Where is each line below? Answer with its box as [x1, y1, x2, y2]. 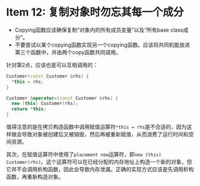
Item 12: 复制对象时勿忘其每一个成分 [6, 5, 184, 19]
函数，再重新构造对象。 [6, 173, 64, 181]
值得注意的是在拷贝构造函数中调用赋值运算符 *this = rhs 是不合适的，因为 [6, 123, 187, 131]
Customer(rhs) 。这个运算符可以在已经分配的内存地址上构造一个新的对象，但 [6, 159, 192, 166]
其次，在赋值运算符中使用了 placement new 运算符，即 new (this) [6, 151, 162, 158]
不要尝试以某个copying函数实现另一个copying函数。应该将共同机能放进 [14, 41, 190, 48]
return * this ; [11, 106, 46, 112]
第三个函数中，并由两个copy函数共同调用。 [14, 48, 121, 55]
